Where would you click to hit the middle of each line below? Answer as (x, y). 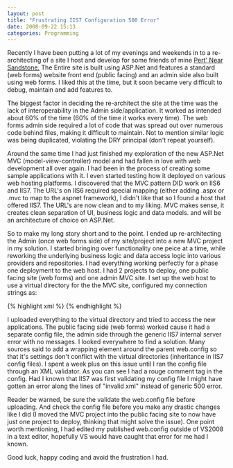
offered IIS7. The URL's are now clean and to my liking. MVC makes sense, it (116, 205)
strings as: (22, 293)
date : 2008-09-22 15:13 (42, 26)
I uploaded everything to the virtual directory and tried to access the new (112, 320)
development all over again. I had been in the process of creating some (109, 168)
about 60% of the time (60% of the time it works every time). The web (107, 118)
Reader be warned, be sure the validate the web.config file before (101, 400)
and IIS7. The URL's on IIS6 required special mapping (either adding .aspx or (116, 191)
